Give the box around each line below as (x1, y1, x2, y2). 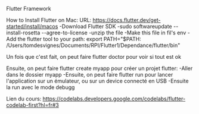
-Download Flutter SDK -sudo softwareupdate (59, 23, 172, 30)
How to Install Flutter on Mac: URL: (6, 17, 92, 23)
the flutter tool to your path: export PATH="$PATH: (17, 36, 142, 42)
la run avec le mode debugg (6, 84, 75, 91)
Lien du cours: (6, 95, 42, 102)
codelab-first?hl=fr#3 (6, 102, 60, 109)
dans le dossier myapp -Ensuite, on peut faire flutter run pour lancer (6, 71, 173, 78)
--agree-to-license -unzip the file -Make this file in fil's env (41, 29, 186, 36)
